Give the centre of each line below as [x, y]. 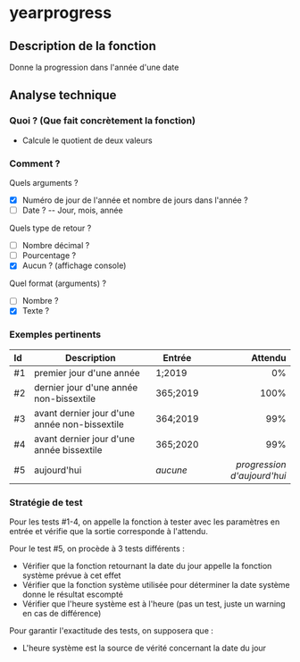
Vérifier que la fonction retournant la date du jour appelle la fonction [147, 566]
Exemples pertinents [55, 335]
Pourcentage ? [49, 256]
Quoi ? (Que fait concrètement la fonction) [103, 121]
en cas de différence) [62, 614]
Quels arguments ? [44, 182]
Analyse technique [63, 95]
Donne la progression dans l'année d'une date [94, 67]
